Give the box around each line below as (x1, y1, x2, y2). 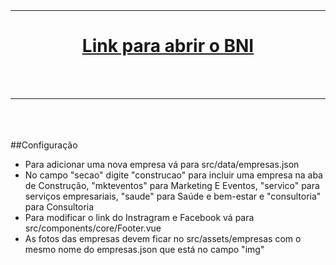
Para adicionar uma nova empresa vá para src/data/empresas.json (24, 158, 300, 170)
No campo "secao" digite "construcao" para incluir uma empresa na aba (24, 169, 323, 181)
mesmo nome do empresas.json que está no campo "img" (24, 243, 265, 255)
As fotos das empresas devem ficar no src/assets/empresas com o (24, 232, 302, 244)
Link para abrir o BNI (81, 35, 255, 58)
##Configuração (10, 139, 78, 151)
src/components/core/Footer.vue (24, 222, 162, 234)
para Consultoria (24, 200, 95, 213)
